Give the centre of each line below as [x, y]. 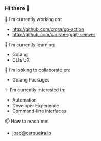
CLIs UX [21, 60]
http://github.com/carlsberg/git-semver [54, 35]
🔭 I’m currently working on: [33, 19]
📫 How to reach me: [27, 121]
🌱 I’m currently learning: [30, 45]
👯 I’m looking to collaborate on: [37, 70]
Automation [24, 100]
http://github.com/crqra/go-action [48, 29]
